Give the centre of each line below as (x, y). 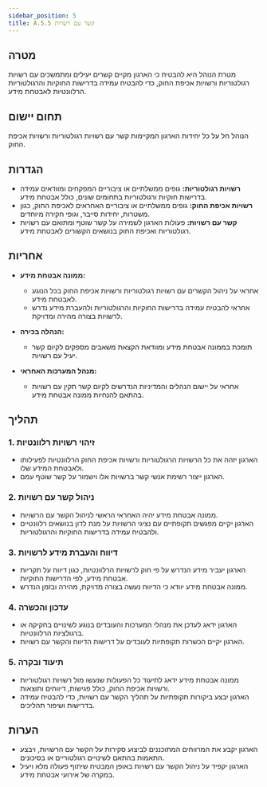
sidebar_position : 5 (43, 16)
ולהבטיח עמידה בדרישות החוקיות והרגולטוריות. (89, 532)
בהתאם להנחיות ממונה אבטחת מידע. (88, 395)
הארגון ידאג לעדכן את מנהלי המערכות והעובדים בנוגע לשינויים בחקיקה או (128, 625)
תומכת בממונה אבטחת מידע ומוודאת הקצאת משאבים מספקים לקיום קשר (142, 347)
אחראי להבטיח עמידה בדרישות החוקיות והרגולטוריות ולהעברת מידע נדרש (141, 307)
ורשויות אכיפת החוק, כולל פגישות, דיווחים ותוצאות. (94, 688)
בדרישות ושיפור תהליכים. (57, 705)
